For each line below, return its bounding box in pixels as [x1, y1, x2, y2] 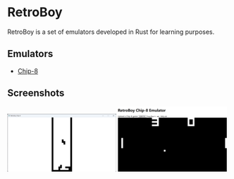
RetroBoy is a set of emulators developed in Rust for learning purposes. [7, 27, 215, 36]
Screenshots [7, 87, 65, 99]
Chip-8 [17, 66, 39, 75]
